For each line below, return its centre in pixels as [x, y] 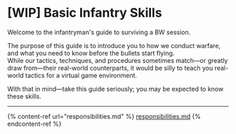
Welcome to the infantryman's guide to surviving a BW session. [99, 32]
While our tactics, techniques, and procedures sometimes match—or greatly [118, 60]
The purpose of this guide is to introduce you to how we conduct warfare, [114, 45]
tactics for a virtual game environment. [81, 75]
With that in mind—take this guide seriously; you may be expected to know [115, 89]
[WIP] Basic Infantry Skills [85, 13]
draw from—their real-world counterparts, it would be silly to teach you [110, 68]
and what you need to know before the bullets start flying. [91, 53]
